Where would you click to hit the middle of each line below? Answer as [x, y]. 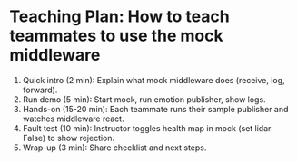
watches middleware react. [73, 119]
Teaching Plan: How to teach [119, 17]
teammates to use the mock [117, 36]
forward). [40, 90]
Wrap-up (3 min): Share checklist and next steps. [114, 148]
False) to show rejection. [69, 138]
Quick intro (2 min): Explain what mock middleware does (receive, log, [153, 80]
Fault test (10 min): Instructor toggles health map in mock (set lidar [147, 128]
